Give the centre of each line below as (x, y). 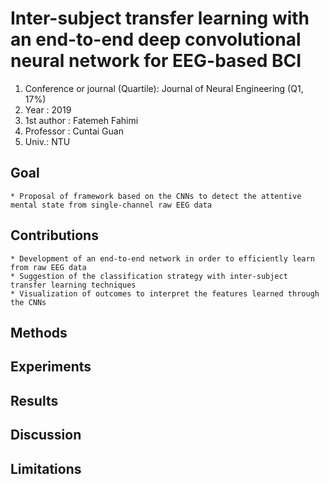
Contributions (54, 235)
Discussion (46, 435)
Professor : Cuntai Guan (74, 131)
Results (34, 400)
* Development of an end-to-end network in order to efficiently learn (162, 258)
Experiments (51, 367)
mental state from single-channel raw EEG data (111, 205)
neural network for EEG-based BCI (156, 61)
